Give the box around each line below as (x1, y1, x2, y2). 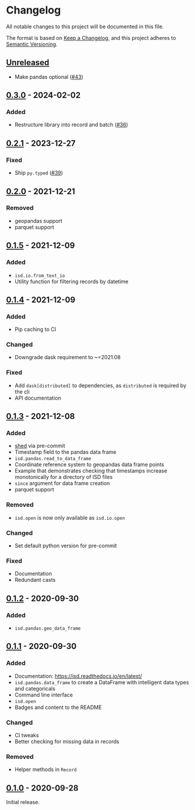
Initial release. (6, 799, 40, 806)
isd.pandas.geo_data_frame (14, 625, 81, 632)
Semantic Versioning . (6, 41, 58, 48)
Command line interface (14, 691, 73, 698)
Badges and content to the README (14, 704, 102, 711)
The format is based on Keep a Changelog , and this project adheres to (6, 34, 176, 41)
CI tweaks (14, 732, 39, 739)
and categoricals (14, 685, 56, 692)
